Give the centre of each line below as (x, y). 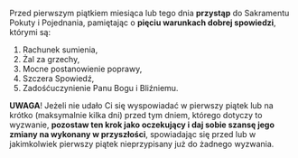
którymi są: (30, 32)
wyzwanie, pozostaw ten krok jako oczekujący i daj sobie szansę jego (142, 125)
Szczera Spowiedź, (58, 79)
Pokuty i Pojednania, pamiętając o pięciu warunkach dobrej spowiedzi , (143, 23)
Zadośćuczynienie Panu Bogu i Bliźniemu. (100, 88)
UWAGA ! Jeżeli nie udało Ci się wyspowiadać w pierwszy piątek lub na (141, 106)
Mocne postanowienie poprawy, (82, 69)
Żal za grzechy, (51, 59)
